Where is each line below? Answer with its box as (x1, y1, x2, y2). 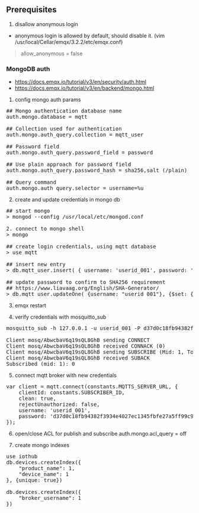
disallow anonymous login (14, 20, 79, 27)
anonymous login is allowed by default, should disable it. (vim (14, 32, 165, 39)
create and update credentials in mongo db (14, 196, 120, 203)
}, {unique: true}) (6, 477, 63, 484)
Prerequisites (6, 5, 57, 15)
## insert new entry (6, 261, 66, 268)
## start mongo (6, 207, 50, 215)
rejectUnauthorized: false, (18, 401, 100, 408)
